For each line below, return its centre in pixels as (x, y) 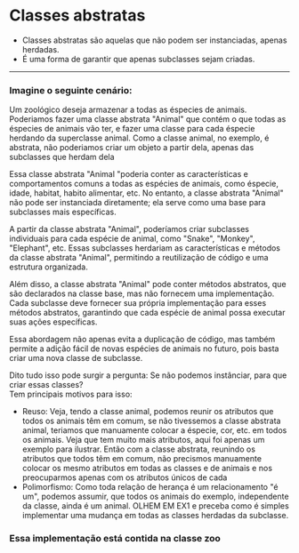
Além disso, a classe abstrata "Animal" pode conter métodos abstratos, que (148, 285)
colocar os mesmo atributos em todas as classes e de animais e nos (147, 469)
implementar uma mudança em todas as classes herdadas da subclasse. (155, 516)
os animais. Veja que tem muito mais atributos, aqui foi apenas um (143, 440)
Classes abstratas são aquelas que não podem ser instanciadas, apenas (154, 40)
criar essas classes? (46, 385)
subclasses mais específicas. (63, 212)
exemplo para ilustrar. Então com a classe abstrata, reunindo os (139, 449)
